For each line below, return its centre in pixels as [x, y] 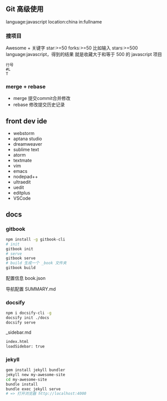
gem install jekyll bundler [36, 370]
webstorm [24, 133]
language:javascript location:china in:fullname [54, 21]
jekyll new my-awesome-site [36, 375]
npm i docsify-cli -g [29, 313]
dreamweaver [28, 144]
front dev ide [26, 121]
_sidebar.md [19, 332]
